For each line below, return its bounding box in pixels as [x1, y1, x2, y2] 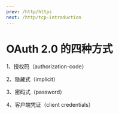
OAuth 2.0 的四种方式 [6, 42, 113, 56]
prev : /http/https [6, 8, 52, 15]
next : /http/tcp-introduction [6, 14, 82, 20]
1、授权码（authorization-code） [6, 63, 87, 70]
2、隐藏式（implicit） [6, 76, 59, 83]
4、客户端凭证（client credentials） [6, 101, 94, 109]
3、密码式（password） [6, 88, 66, 96]
